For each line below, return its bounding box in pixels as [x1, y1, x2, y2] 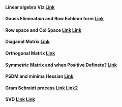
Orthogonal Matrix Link [5, 50, 55, 56]
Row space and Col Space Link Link [5, 27, 82, 33]
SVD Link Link [5, 96, 36, 102]
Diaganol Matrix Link [5, 38, 50, 45]
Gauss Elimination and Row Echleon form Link [5, 16, 104, 22]
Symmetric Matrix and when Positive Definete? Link [5, 62, 117, 68]
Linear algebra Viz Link [5, 4, 55, 10]
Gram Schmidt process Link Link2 [5, 85, 78, 91]
